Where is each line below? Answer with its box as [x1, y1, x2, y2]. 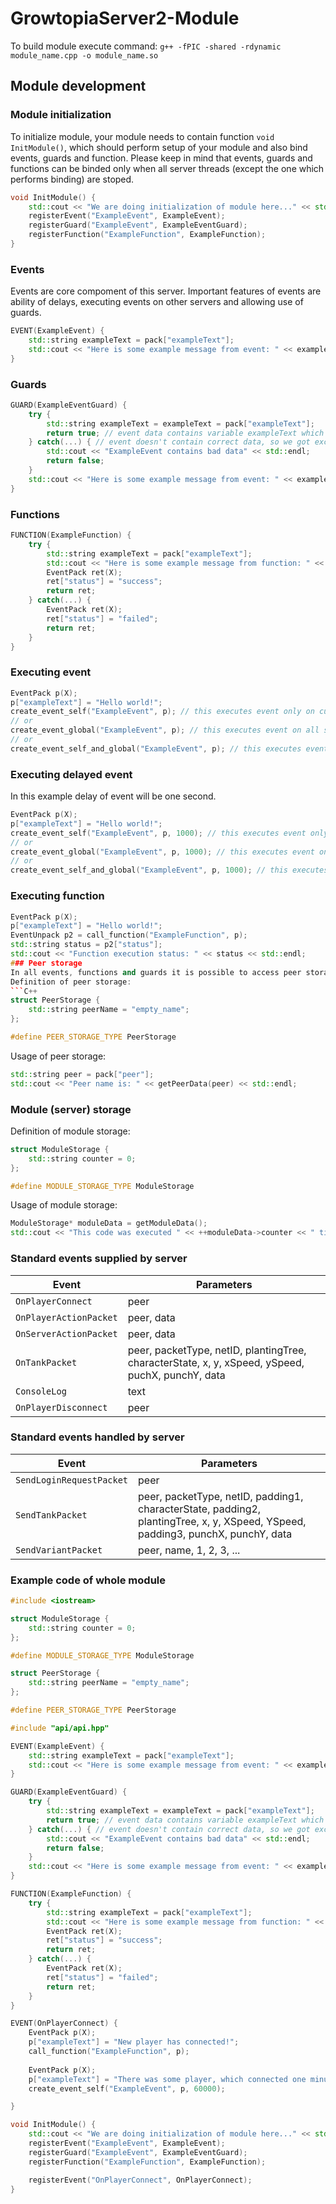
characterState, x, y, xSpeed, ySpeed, [127, 1355, 305, 1369]
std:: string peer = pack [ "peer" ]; [10, 1069, 155, 1079]
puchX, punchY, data [127, 1368, 226, 1382]
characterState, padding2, [138, 1502, 262, 1516]
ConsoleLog [15, 1385, 67, 1397]
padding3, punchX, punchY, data [138, 1527, 293, 1541]
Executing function [10, 889, 105, 903]
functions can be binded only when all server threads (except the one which [10, 162, 325, 174]
